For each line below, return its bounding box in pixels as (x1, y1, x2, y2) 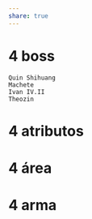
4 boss (8, 46, 55, 65)
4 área (8, 159, 52, 177)
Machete (8, 80, 35, 89)
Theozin (8, 95, 35, 103)
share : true (8, 11, 48, 20)
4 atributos (8, 122, 85, 140)
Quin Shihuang (8, 74, 56, 82)
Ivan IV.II (8, 88, 45, 96)
